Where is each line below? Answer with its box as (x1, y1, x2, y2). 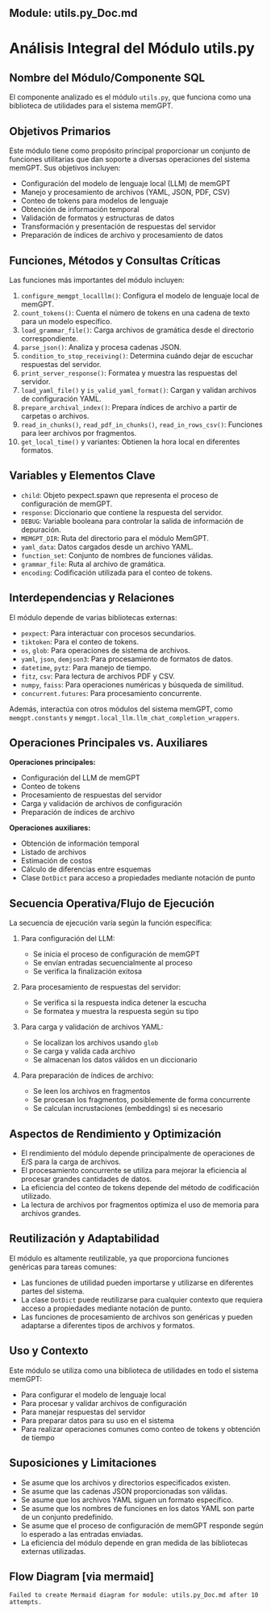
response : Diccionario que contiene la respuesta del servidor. (20, 507, 224, 517)
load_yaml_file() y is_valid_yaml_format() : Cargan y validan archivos (20, 386, 257, 395)
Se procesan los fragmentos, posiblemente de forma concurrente (32, 1095, 251, 1104)
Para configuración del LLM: (20, 934, 115, 944)
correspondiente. (20, 334, 79, 344)
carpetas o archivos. (20, 412, 90, 421)
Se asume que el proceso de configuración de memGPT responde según (20, 1520, 264, 1531)
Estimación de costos (20, 856, 93, 866)
